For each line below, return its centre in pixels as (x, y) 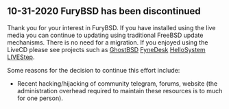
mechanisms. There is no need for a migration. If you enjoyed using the (108, 42)
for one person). (40, 98)
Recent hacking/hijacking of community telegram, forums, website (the (117, 83)
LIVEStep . (21, 57)
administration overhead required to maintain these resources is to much (120, 90)
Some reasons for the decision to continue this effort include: (94, 70)
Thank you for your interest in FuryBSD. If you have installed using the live (111, 27)
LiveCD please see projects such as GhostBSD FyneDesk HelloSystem (106, 49)
